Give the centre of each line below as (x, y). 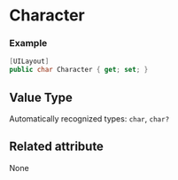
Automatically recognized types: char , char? (89, 119)
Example (28, 43)
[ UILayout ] (29, 62)
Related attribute (57, 147)
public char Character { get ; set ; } (79, 70)
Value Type (41, 97)
